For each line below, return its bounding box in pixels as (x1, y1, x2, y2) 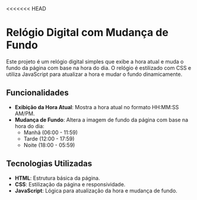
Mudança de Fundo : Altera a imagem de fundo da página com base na (14, 116, 189, 123)
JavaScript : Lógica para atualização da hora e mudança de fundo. (14, 187, 178, 194)
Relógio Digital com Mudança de (6, 26, 169, 39)
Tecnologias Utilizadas (6, 158, 93, 169)
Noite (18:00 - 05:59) (23, 141, 75, 148)
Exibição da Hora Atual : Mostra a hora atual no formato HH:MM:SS (14, 103, 179, 110)
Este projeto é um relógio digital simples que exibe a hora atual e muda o (6, 58, 184, 65)
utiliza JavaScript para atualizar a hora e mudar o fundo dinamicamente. (6, 71, 183, 78)
